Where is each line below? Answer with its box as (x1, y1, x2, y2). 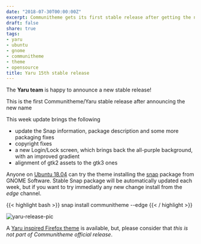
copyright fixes (14, 140, 52, 147)
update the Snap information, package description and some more (14, 127, 179, 135)
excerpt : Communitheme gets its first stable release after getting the (6, 14, 191, 20)
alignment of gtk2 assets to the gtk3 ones (14, 159, 118, 166)
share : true (6, 25, 36, 32)
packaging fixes (14, 134, 55, 141)
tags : (6, 31, 20, 37)
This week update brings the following (6, 116, 100, 123)
